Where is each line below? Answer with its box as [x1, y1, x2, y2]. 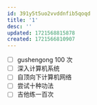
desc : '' [7, 23, 32, 30]
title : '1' [7, 17, 39, 23]
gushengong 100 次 [17, 56, 73, 64]
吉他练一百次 [17, 90, 54, 99]
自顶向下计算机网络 [17, 73, 72, 82]
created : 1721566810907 [7, 36, 76, 43]
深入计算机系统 [17, 64, 60, 73]
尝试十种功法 [17, 82, 54, 90]
